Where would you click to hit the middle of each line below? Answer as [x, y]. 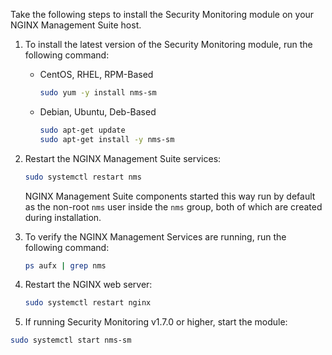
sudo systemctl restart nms [83, 177]
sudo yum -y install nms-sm [98, 93]
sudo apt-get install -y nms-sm [107, 139]
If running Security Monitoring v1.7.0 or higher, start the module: [156, 322]
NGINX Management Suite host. [76, 25]
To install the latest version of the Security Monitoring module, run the [168, 44]
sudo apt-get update [82, 130]
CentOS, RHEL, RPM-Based [96, 74]
